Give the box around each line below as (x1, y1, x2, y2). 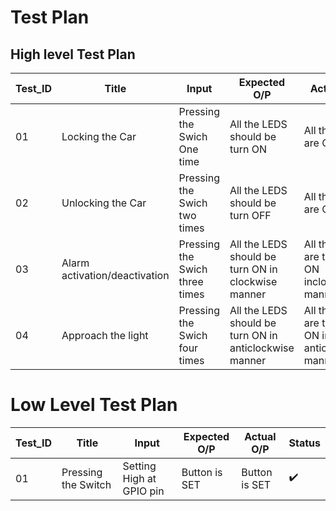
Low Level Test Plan (10, 394, 178, 416)
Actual (244, 429, 277, 443)
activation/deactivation (61, 269, 170, 282)
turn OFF (229, 209, 272, 222)
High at (122, 471, 157, 485)
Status (288, 436, 321, 450)
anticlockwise (229, 341, 295, 355)
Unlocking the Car (61, 196, 147, 210)
